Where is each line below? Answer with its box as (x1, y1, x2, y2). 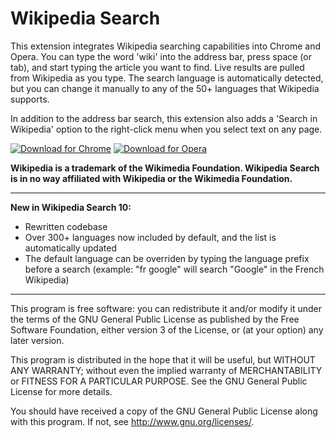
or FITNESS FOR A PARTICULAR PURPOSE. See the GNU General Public (10, 375, 308, 387)
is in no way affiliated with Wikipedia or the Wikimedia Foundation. (10, 172, 293, 184)
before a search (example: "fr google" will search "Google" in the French (24, 263, 325, 275)
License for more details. (10, 385, 113, 397)
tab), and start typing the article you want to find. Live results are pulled (10, 61, 305, 73)
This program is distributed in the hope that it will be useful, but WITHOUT (10, 353, 316, 366)
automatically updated (24, 242, 117, 254)
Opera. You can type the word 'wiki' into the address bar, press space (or (10, 50, 312, 62)
